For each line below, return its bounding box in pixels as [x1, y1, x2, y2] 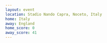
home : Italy [5, 16, 30, 21]
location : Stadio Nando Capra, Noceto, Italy [5, 12, 102, 17]
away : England [5, 21, 35, 26]
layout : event [5, 7, 35, 12]
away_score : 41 [5, 30, 37, 35]
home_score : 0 [5, 26, 35, 31]
